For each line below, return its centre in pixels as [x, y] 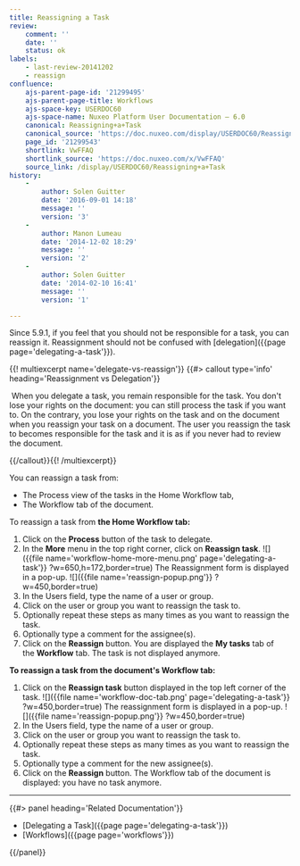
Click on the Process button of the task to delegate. [117, 539]
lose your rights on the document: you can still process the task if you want [147, 405]
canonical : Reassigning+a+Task [83, 126]
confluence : [31, 84]
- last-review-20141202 [70, 68]
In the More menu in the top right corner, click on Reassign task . [141, 549]
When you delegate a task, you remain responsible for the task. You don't [146, 396]
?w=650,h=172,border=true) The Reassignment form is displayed [169, 568]
